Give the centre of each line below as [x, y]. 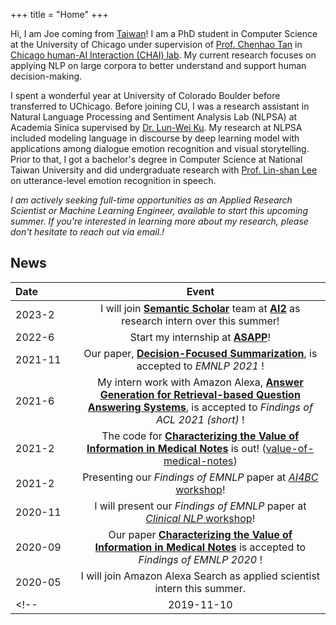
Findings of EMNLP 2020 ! [200, 559]
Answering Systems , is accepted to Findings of [200, 407]
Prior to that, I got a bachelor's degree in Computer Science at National [156, 159]
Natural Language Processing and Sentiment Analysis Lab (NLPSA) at [154, 117]
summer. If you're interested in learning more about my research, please [159, 221]
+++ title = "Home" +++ [59, 14]
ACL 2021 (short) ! [200, 419]
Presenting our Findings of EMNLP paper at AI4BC [200, 477]
